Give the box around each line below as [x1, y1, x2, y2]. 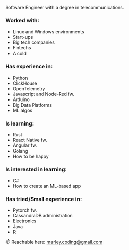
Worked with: [5, 17, 40, 24]
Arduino [12, 96, 30, 103]
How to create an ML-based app [12, 183, 81, 189]
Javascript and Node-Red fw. [12, 91, 75, 97]
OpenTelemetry [12, 85, 45, 91]
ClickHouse [12, 80, 37, 86]
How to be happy [12, 153, 49, 159]
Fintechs [12, 45, 31, 51]
